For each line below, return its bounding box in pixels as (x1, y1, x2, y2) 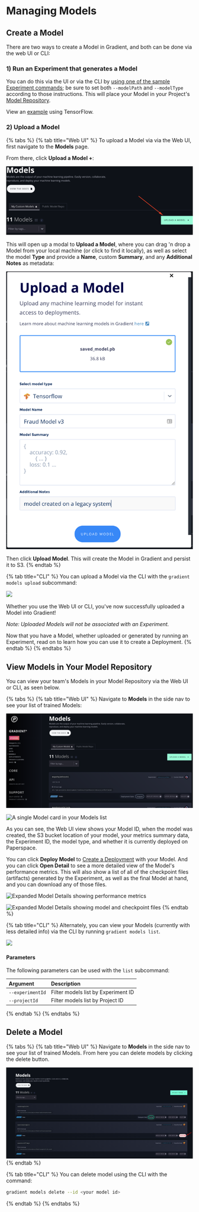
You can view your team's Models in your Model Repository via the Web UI (6, 678, 188, 685)
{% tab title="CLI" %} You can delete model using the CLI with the (6, 1171, 168, 1178)
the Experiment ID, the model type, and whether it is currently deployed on (6, 838, 188, 845)
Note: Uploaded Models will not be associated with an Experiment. (6, 621, 169, 628)
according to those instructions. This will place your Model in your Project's (6, 91, 191, 98)
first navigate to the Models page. (6, 143, 89, 150)
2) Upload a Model (6, 123, 60, 132)
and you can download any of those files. (6, 881, 107, 888)
